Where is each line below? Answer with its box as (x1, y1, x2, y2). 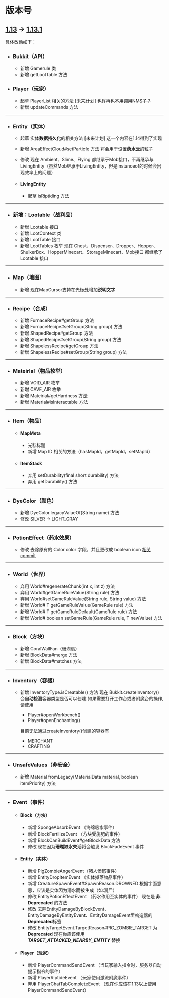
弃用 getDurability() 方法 (27, 478, 78, 484)
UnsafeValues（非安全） (12, 761, 73, 768)
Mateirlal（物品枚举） (12, 367, 66, 374)
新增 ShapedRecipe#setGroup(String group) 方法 (20, 336, 122, 342)
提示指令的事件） (27, 968, 63, 974)
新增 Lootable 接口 (20, 224, 59, 230)
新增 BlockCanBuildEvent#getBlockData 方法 (27, 837, 121, 843)
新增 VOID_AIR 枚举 (20, 380, 60, 386)
